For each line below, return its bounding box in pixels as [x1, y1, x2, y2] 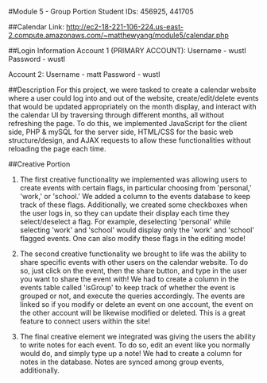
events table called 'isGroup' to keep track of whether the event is [19, 283, 236, 292]
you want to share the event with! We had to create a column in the [19, 274, 239, 284]
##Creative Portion [8, 159, 71, 169]
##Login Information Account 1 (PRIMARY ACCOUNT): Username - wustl [8, 46, 246, 55]
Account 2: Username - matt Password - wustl [8, 70, 161, 79]
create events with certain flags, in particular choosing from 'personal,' [19, 183, 252, 193]
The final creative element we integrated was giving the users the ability [19, 332, 256, 341]
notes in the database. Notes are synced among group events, [19, 357, 224, 366]
